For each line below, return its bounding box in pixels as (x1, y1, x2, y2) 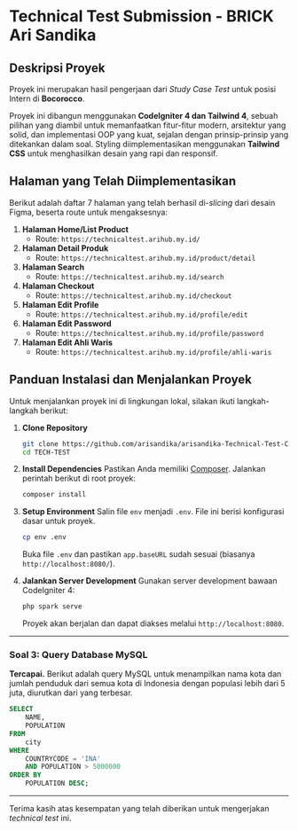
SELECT (9, 705, 34, 714)
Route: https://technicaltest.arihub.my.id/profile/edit (35, 309, 248, 319)
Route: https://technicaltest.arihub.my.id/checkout (35, 290, 232, 301)
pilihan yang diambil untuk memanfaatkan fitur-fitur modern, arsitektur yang (9, 120, 286, 130)
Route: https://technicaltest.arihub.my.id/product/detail (35, 252, 256, 262)
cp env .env (21, 533, 67, 542)
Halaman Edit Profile (21, 299, 99, 309)
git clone (21, 439, 59, 449)
